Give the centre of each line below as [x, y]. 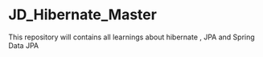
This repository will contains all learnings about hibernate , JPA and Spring [131, 37]
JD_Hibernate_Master [82, 15]
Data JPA [23, 45]
